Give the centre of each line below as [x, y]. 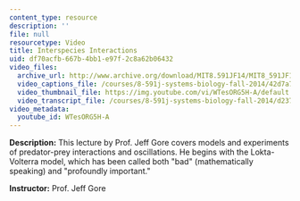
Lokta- [262, 152]
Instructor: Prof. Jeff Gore [58, 188]
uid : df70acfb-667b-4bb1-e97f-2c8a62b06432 [92, 59]
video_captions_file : [58, 84]
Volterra [24, 162]
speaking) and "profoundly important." [80, 172]
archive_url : [42, 76]
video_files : [33, 68]
